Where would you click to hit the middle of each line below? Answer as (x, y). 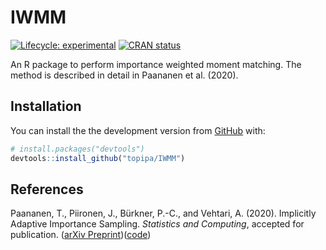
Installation (46, 106)
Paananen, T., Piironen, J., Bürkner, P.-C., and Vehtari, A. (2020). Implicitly (163, 213)
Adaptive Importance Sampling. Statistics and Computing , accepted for (157, 224)
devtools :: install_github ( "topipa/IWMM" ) (98, 158)
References (47, 189)
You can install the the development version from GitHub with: (138, 130)
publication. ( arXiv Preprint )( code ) (81, 235)
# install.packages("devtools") (77, 149)
